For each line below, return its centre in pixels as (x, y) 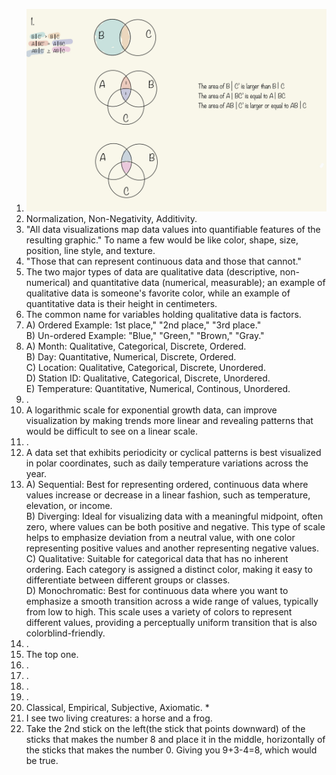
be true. (42, 760)
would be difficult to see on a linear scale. (112, 431)
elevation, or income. (69, 505)
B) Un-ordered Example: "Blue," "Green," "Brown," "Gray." (145, 335)
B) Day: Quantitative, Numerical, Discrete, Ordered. (131, 356)
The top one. (52, 654)
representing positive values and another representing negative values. (172, 548)
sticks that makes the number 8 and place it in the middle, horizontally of (175, 739)
